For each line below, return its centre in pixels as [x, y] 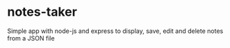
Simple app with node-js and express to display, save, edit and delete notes [115, 31]
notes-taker [42, 12]
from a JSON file [31, 38]
